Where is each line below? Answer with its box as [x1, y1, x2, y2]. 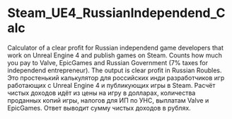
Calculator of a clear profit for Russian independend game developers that [7, 43, 224, 52]
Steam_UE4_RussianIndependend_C [7, 5, 226, 21]
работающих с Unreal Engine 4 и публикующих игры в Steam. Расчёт [7, 81, 216, 89]
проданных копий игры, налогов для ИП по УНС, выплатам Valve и [7, 96, 209, 104]
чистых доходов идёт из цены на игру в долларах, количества [7, 89, 196, 97]
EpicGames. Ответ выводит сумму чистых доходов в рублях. [7, 103, 191, 112]
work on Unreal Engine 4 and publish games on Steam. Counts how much [7, 51, 223, 59]
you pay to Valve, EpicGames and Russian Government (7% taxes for [7, 58, 209, 67]
